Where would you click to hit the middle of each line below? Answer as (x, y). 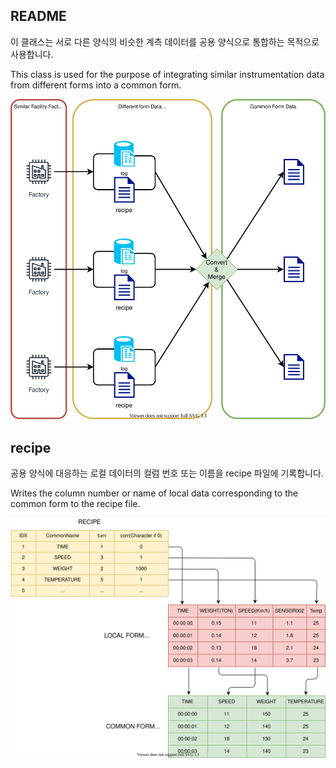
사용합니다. (32, 54)
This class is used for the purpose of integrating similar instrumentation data (167, 74)
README (38, 16)
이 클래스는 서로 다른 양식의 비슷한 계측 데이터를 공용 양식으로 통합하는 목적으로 (165, 41)
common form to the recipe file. (75, 504)
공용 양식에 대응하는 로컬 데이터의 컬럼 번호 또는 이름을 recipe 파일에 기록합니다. (167, 473)
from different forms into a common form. (96, 85)
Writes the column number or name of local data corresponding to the (154, 493)
